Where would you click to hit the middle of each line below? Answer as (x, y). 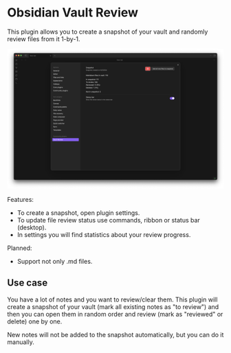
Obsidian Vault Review (73, 13)
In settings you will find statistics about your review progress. (104, 234)
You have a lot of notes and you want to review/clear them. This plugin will (112, 299)
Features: (21, 199)
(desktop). (32, 227)
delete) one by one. (35, 321)
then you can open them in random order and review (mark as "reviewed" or (115, 314)
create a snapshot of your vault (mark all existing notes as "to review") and (113, 306)
